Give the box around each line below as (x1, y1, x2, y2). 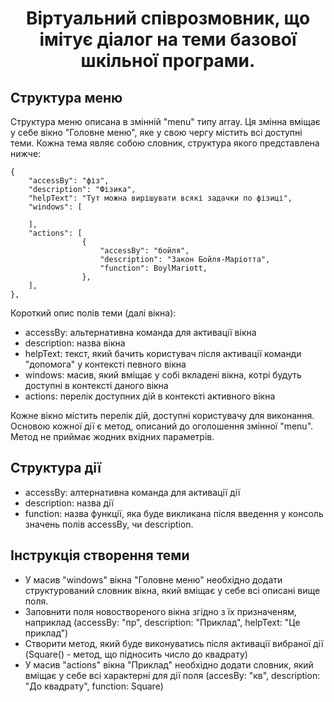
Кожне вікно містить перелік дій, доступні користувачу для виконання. (10, 410, 315, 421)
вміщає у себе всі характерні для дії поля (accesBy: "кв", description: (24, 669, 321, 681)
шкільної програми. (80, 50, 256, 72)
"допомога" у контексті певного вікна (24, 358, 187, 370)
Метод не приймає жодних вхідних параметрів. (10, 431, 215, 442)
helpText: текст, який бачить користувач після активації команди (24, 348, 302, 359)
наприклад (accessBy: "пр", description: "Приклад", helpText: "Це (24, 616, 301, 628)
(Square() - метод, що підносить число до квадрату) (24, 648, 248, 660)
